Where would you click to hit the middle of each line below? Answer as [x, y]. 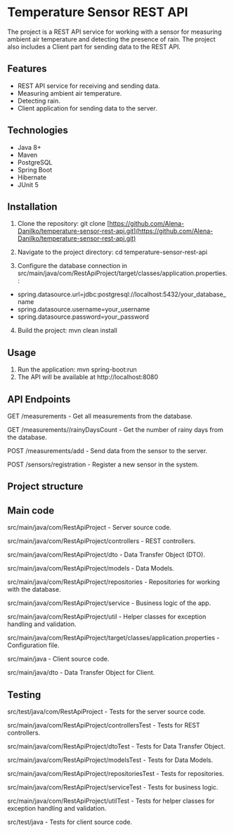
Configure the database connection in [72, 266]
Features [27, 69]
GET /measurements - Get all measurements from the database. [100, 416]
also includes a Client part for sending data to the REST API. [94, 46]
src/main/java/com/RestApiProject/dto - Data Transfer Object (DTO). [106, 555]
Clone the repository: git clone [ [64, 224]
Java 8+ [29, 147]
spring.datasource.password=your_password [83, 317]
